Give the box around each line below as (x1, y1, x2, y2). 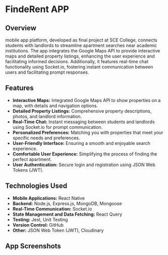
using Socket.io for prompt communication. (12, 124, 103, 130)
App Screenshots (5, 242, 62, 250)
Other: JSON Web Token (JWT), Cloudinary (12, 227, 104, 233)
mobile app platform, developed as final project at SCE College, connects (5, 37, 157, 43)
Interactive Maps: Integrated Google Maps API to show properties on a (12, 97, 161, 103)
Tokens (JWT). (12, 167, 44, 173)
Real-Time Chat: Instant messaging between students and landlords (12, 119, 155, 125)
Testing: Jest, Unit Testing (12, 216, 68, 223)
